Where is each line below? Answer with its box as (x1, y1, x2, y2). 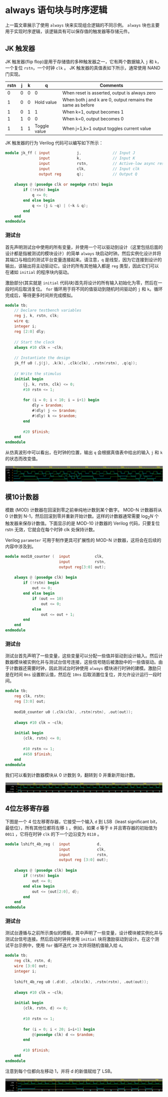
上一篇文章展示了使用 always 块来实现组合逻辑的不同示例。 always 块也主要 (5, 22, 160, 28)
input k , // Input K (38, 155, 135, 160)
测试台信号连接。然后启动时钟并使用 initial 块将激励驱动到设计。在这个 (5, 936, 155, 942)
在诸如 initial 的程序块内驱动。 (5, 269, 71, 275)
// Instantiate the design (14, 355, 70, 360)
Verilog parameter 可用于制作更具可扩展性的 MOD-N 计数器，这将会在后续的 (5, 537, 161, 543)
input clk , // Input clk (38, 166, 140, 171)
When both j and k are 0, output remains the (62, 96, 153, 102)
